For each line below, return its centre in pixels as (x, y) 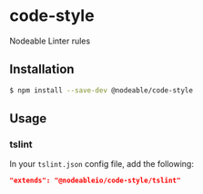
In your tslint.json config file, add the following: (101, 164)
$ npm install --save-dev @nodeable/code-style (101, 90)
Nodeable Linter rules (50, 41)
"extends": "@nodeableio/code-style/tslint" (95, 181)
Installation (42, 69)
